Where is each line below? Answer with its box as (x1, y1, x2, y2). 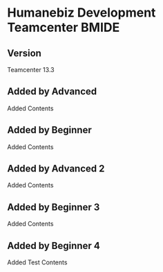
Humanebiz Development (7, 5, 156, 21)
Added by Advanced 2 (7, 163, 105, 175)
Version (7, 47, 41, 59)
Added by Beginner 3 (7, 201, 100, 213)
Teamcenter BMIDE (7, 19, 120, 35)
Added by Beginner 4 (7, 239, 100, 251)
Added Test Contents (7, 258, 68, 266)
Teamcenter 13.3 (7, 66, 55, 74)
